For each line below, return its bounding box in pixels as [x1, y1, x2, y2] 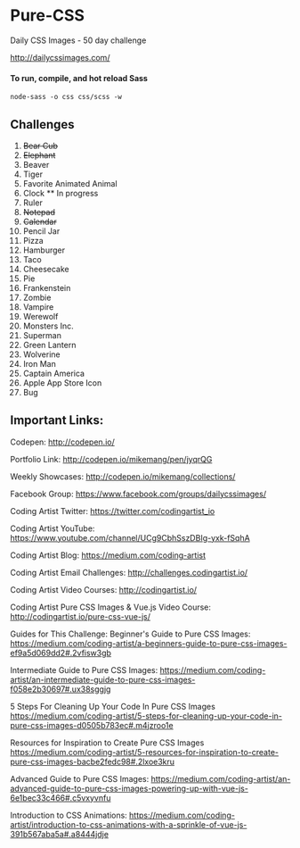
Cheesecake [22, 263, 69, 274]
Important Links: [10, 412, 104, 428]
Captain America [22, 368, 85, 378]
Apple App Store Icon [22, 377, 102, 388]
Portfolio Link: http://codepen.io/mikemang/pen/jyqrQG [10, 453, 213, 464]
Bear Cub [22, 140, 59, 151]
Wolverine [22, 349, 61, 360]
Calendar [22, 216, 57, 227]
